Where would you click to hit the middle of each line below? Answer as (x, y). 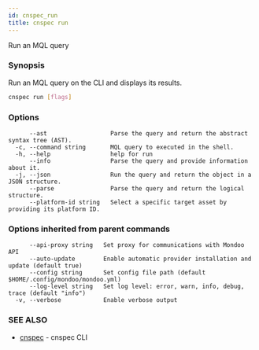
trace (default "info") (47, 293)
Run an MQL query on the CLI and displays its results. (95, 83)
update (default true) (45, 266)
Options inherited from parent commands (89, 229)
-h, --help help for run (84, 154)
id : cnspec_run (33, 15)
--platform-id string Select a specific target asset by (128, 202)
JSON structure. (35, 182)
